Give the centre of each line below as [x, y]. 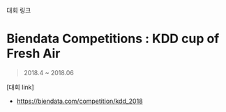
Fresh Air [33, 54]
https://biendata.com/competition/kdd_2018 [80, 101]
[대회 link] [20, 87]
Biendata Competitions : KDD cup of [113, 39]
